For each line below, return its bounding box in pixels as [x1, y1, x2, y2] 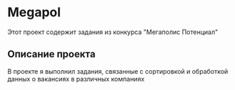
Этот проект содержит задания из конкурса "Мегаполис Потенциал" [7, 28, 219, 36]
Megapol [7, 4, 61, 21]
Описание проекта [7, 48, 96, 60]
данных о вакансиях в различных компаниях [7, 74, 145, 83]
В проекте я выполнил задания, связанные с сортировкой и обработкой [7, 67, 229, 75]
